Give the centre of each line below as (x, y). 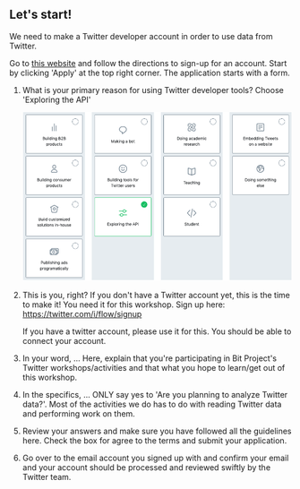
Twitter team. (47, 476)
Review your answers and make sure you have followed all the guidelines (157, 431)
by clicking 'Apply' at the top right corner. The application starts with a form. (150, 73)
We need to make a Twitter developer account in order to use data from (141, 36)
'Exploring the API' (56, 99)
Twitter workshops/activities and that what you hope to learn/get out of (154, 367)
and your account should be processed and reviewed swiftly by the (146, 467)
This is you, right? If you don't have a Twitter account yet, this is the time (156, 295)
